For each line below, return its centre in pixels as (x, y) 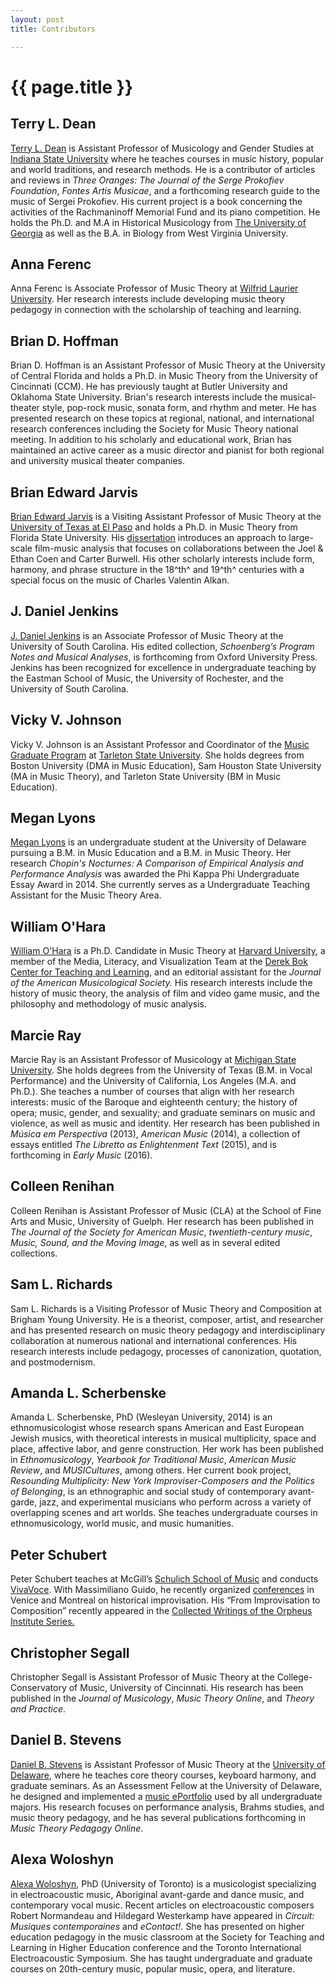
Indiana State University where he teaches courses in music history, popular (167, 158)
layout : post (37, 19)
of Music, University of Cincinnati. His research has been (186, 1688)
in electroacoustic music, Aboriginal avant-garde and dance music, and (157, 1894)
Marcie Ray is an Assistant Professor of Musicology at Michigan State (153, 1059)
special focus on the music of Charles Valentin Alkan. (120, 580)
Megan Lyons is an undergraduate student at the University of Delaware (158, 842)
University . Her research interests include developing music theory (148, 299)
